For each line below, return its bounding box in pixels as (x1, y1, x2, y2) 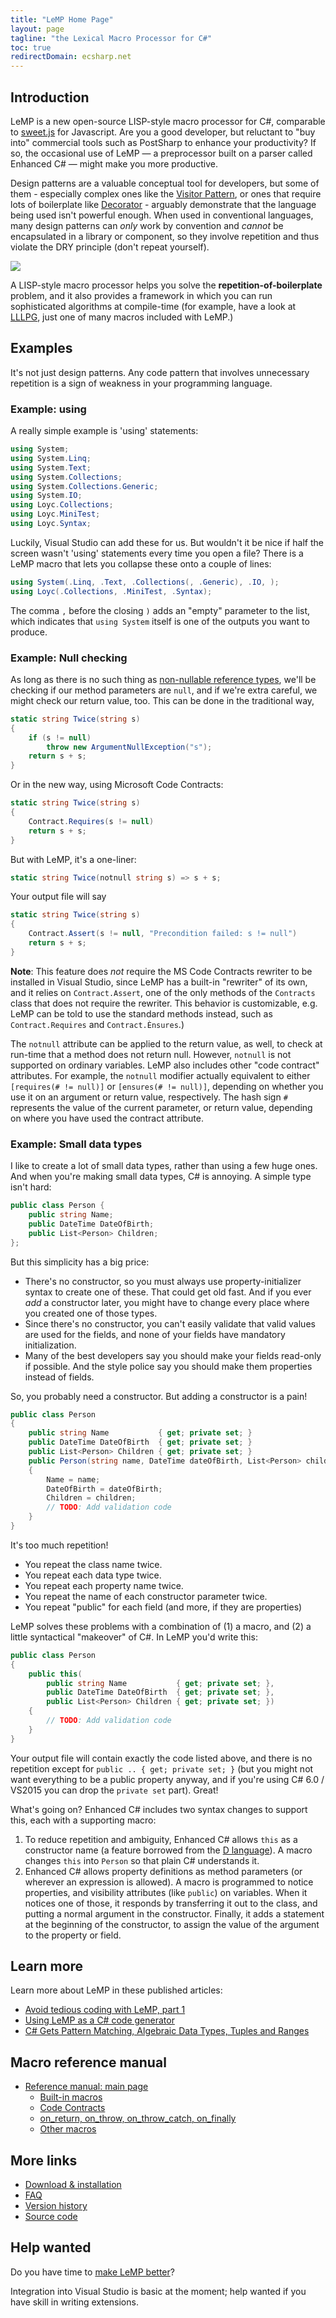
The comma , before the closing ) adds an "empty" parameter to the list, (10, 604, 311, 616)
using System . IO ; (10, 491, 83, 501)
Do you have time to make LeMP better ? (10, 2266, 175, 2278)
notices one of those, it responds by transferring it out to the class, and (24, 1897, 318, 1909)
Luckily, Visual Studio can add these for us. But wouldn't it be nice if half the (10, 536, 324, 548)
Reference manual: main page (24, 2081, 149, 2093)
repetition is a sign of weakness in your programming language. (10, 377, 273, 389)
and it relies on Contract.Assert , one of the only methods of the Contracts (10, 986, 316, 998)
